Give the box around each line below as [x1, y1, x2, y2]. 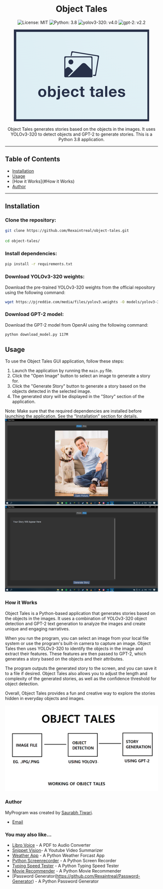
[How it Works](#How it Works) [12, 178, 75, 184]
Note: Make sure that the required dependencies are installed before [5, 408, 142, 414]
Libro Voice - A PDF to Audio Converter [12, 842, 91, 848]
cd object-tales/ [5, 239, 40, 244]
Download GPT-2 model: [5, 311, 64, 318]
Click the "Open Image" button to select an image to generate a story [12, 373, 150, 379]
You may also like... [5, 831, 52, 838]
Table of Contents [5, 155, 61, 163]
